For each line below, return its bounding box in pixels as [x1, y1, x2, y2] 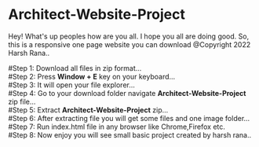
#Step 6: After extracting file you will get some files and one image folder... [8, 113, 250, 123]
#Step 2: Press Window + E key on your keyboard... [8, 72, 176, 81]
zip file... [8, 97, 36, 106]
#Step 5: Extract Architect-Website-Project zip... [8, 105, 169, 115]
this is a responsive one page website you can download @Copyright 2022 [8, 39, 251, 49]
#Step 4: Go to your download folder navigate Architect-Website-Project [8, 88, 246, 97]
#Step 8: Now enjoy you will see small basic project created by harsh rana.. [8, 130, 252, 139]
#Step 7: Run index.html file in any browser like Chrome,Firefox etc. [8, 122, 226, 131]
